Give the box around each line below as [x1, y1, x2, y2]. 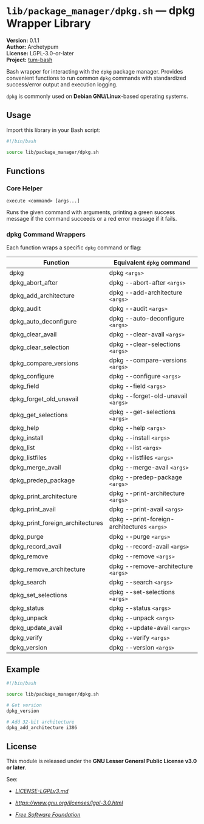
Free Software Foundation [15, 811, 81, 819]
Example [6, 664, 40, 674]
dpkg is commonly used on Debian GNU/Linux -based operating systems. [6, 92, 188, 100]
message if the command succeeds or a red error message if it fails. [6, 215, 177, 223]
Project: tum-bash [6, 56, 53, 63]
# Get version [6, 702, 42, 708]
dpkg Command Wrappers [6, 230, 86, 239]
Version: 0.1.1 [6, 36, 39, 44]
